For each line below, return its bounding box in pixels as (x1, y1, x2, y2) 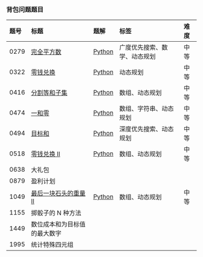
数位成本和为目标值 (31, 220, 86, 229)
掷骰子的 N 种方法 (31, 209, 82, 217)
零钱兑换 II (31, 150, 60, 158)
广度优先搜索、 (119, 44, 162, 52)
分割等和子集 (31, 89, 68, 97)
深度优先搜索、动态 (119, 125, 174, 134)
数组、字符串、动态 (119, 105, 174, 113)
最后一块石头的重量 (31, 189, 86, 198)
